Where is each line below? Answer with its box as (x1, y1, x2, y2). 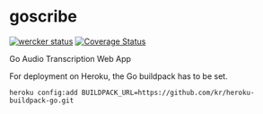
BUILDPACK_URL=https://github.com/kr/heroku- (81, 88, 255, 97)
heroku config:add (9, 88, 78, 97)
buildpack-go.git (9, 96, 75, 105)
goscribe (9, 6, 78, 27)
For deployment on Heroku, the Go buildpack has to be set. (9, 70, 228, 82)
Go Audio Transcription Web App (9, 53, 132, 64)
